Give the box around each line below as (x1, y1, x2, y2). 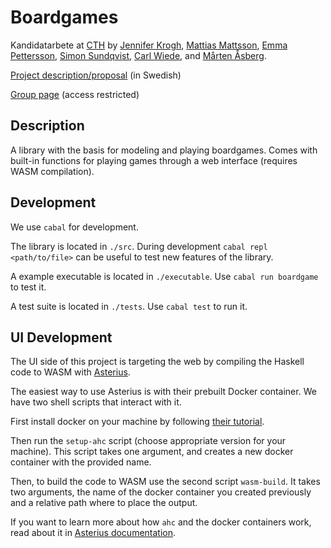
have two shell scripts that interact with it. (10, 396, 182, 408)
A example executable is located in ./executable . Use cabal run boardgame (10, 270, 319, 282)
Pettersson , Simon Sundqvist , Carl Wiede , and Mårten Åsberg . (10, 49, 267, 61)
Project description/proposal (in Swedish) (10, 69, 182, 81)
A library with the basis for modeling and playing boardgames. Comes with (10, 144, 318, 156)
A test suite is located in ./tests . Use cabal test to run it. (10, 300, 248, 312)
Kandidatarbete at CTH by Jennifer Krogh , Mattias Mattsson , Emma (10, 39, 288, 51)
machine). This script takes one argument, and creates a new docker (10, 446, 294, 458)
